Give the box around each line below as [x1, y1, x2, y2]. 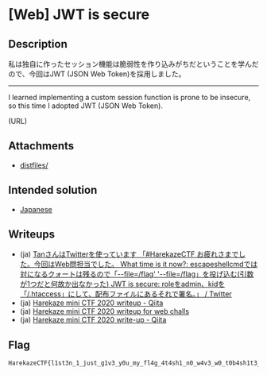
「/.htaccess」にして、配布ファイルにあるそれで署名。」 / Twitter [19, 289, 232, 299]
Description [8, 37, 68, 51]
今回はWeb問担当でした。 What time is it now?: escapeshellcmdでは [33, 260, 258, 269]
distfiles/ [19, 160, 48, 170]
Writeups [8, 228, 56, 242]
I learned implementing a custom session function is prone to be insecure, [8, 93, 251, 102]
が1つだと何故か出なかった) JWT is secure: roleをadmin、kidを [19, 280, 226, 289]
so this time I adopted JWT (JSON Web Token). [8, 101, 163, 110]
